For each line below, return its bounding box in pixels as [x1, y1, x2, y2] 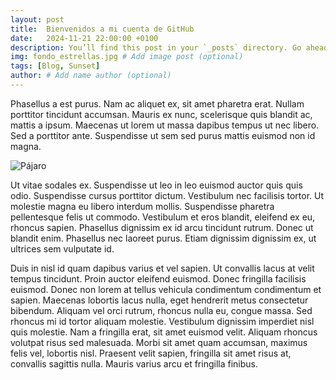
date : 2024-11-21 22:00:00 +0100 [10, 33, 159, 43]
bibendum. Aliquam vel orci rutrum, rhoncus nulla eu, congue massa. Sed [10, 304, 313, 316]
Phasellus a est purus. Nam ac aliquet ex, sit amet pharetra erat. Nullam [10, 97, 305, 110]
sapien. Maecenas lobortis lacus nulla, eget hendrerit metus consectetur [10, 294, 309, 306]
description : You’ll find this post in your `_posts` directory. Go [10, 42, 302, 53]
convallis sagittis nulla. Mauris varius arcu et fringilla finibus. [10, 357, 258, 370]
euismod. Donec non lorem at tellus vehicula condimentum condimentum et [10, 283, 322, 295]
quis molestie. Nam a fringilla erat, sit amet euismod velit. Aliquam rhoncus [10, 326, 318, 338]
